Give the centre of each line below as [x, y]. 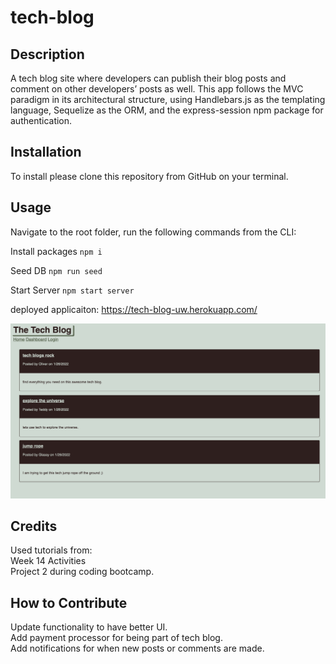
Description [47, 54]
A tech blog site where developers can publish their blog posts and [148, 78]
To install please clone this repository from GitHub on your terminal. [149, 176]
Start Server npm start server [72, 290]
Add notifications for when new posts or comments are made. [137, 648]
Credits [34, 526]
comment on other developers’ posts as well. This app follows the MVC [157, 89]
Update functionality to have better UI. [89, 627]
